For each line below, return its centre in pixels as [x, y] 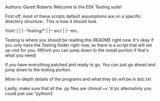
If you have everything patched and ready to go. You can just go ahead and [80, 65]
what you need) [21, 55]
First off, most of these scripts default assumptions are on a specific [73, 16]
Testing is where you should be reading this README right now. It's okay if [80, 40]
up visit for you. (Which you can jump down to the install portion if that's [77, 50]
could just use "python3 [29, 94]
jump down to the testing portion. [38, 70]
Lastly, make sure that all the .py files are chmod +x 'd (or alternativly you [78, 88]
